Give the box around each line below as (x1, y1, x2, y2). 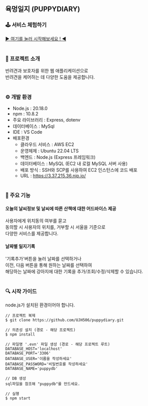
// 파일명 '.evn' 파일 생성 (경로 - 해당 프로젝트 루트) (5, 342, 110, 347)
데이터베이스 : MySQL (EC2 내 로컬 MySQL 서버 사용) (20, 160, 128, 167)
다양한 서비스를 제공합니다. (5, 230, 58, 236)
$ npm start (5, 395, 31, 401)
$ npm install (5, 331, 36, 337)
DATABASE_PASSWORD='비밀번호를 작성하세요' (5, 362, 88, 367)
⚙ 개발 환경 (5, 93, 32, 101)
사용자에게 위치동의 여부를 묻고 (5, 218, 67, 224)
